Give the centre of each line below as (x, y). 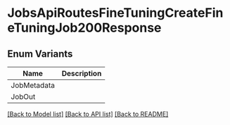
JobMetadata (33, 85)
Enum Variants (40, 54)
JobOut (23, 97)
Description (82, 73)
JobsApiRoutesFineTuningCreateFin (115, 13)
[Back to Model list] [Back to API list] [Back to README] (88, 114)
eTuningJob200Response (84, 28)
